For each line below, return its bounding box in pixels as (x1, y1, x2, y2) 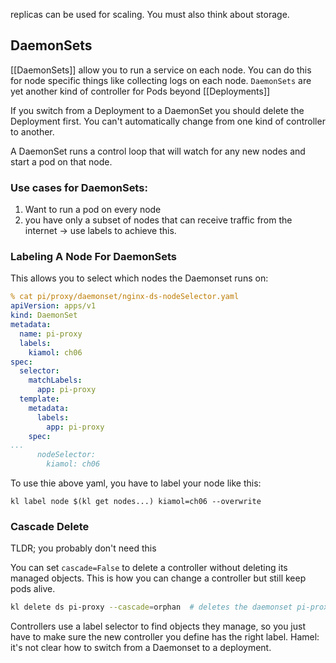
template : (19, 394, 60, 404)
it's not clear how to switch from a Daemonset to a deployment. (10, 642, 272, 654)
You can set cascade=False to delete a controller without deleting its (10, 562, 288, 574)
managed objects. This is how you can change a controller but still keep (10, 572, 307, 584)
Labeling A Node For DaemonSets (10, 250, 177, 264)
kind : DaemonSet (10, 310, 78, 321)
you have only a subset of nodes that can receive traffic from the (24, 214, 293, 226)
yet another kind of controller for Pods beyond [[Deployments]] (10, 85, 271, 97)
